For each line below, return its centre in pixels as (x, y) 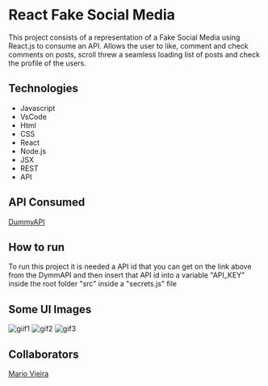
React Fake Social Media (92, 15)
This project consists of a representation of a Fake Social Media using (124, 37)
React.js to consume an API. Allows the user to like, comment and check (128, 45)
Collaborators (44, 354)
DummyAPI (27, 222)
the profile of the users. (48, 63)
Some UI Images (50, 309)
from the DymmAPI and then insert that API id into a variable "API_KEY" (127, 275)
